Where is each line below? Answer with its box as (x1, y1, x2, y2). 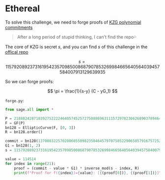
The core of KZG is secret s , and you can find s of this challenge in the (5, 44, 148, 50)
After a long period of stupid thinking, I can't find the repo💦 (17, 34, 137, 40)
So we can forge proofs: (5, 78, 54, 84)
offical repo (5, 49, 28, 55)
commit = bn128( (5, 139, 38, 144)
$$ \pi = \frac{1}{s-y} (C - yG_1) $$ (47, 88, 118, 94)
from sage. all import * (5, 107, 54, 112)
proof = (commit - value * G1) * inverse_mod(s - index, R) (14, 166, 139, 171)
